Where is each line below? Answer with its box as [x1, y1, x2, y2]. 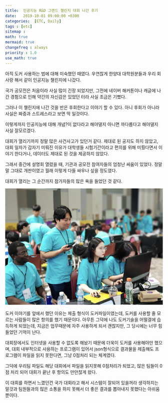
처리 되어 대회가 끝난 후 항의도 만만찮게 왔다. [10, 369, 97, 375]
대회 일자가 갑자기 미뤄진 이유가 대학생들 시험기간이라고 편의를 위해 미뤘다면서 [5, 144, 157, 150]
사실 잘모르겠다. [5, 127, 36, 133]
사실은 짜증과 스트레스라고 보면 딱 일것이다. [5, 110, 89, 116]
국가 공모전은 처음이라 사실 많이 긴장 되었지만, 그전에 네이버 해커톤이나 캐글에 [5, 87, 156, 93]
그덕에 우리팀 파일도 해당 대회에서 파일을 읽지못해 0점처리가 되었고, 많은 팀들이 [5, 362, 159, 368]
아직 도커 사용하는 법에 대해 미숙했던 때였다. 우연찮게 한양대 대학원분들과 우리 [5, 70, 156, 76]
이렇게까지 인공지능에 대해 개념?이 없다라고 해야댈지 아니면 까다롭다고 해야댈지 [5, 121, 158, 127]
